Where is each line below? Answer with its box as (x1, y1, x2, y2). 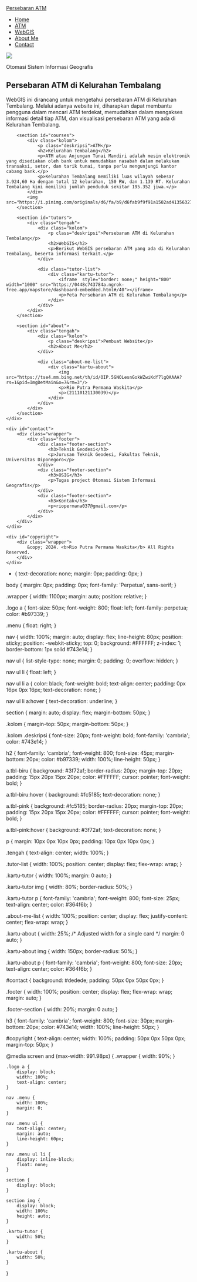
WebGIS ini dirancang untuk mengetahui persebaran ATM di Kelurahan (6, 96, 177, 103)
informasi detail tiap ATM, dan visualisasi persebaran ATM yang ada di (6, 115, 176, 122)
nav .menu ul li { (6, 1151, 51, 1157)
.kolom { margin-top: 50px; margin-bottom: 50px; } (6, 720, 129, 727)
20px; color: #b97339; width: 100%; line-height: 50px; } (26, 755, 161, 762)
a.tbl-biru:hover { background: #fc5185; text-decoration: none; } (6, 791, 161, 798)
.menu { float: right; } (6, 622, 57, 629)
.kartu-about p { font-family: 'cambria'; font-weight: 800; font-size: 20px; (6, 959, 183, 966)
